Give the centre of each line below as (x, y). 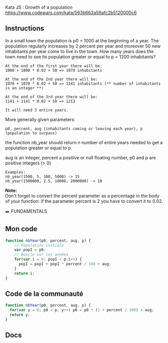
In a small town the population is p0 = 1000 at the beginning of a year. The (82, 40)
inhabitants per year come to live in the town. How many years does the (79, 51)
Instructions (25, 28)
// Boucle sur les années (41, 255)
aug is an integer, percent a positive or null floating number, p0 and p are (80, 157)
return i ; (25, 273)
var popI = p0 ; (30, 250)
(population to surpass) (31, 133)
